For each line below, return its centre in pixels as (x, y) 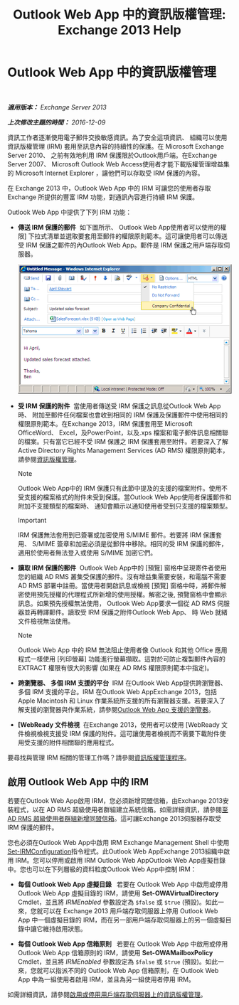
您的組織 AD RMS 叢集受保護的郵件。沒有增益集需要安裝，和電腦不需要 (122, 576)
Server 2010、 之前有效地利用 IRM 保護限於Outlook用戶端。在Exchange (112, 155)
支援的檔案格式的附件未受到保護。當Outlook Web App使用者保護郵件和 (128, 497)
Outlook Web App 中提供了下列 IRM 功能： (70, 212)
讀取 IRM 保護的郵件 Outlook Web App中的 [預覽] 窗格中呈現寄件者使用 (122, 568)
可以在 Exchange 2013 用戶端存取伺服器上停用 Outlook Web (130, 910)
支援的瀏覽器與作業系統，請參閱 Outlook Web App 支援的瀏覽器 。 (119, 709)
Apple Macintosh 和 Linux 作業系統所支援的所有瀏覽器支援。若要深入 (118, 701)
